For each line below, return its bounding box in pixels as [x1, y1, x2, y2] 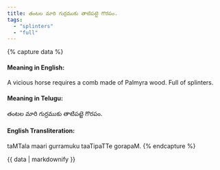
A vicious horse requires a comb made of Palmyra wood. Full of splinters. [7, 79, 214, 87]
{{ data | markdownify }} [7, 155, 76, 163]
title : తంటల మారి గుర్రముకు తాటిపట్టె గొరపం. [7, 10, 118, 17]
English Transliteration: [7, 127, 75, 135]
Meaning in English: [7, 63, 65, 72]
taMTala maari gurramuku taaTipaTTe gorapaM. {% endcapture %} [7, 141, 196, 150]
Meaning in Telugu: [7, 94, 64, 102]
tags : [7, 16, 23, 23]
